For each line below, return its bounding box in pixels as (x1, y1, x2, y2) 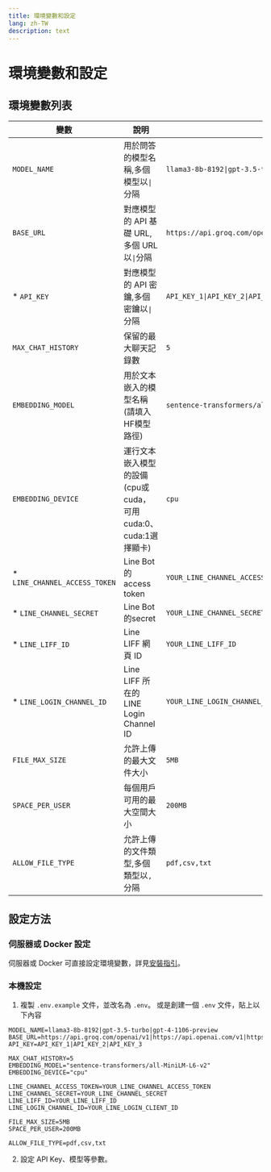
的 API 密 (123, 279, 157, 290)
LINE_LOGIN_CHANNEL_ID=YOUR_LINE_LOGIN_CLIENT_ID (8, 1104, 179, 1112)
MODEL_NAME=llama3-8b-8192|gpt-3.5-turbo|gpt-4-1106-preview (8, 1026, 219, 1035)
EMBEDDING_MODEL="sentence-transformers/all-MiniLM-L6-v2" (8, 1061, 211, 1070)
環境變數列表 (8, 98, 73, 112)
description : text (8, 27, 70, 35)
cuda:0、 (123, 518, 159, 529)
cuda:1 (123, 530, 151, 541)
